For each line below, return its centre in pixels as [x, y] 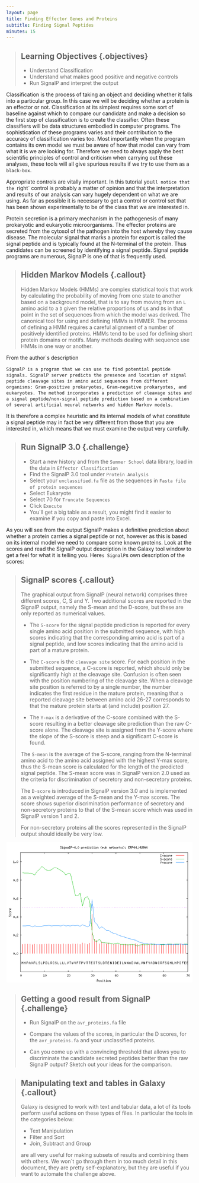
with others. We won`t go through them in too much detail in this [99, 1162]
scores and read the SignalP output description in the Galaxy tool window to [99, 549]
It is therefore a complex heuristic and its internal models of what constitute [98, 416]
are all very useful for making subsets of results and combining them [104, 1155]
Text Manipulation [51, 1131]
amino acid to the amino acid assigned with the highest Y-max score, [105, 760]
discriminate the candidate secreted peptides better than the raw [109, 1058]
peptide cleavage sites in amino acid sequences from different [87, 381]
